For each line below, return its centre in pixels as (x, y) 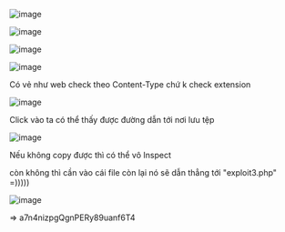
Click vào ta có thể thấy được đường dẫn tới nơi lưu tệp (112, 120)
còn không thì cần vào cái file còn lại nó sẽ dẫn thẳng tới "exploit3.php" (143, 172)
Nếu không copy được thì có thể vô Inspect (90, 155)
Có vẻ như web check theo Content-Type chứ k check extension (130, 85)
